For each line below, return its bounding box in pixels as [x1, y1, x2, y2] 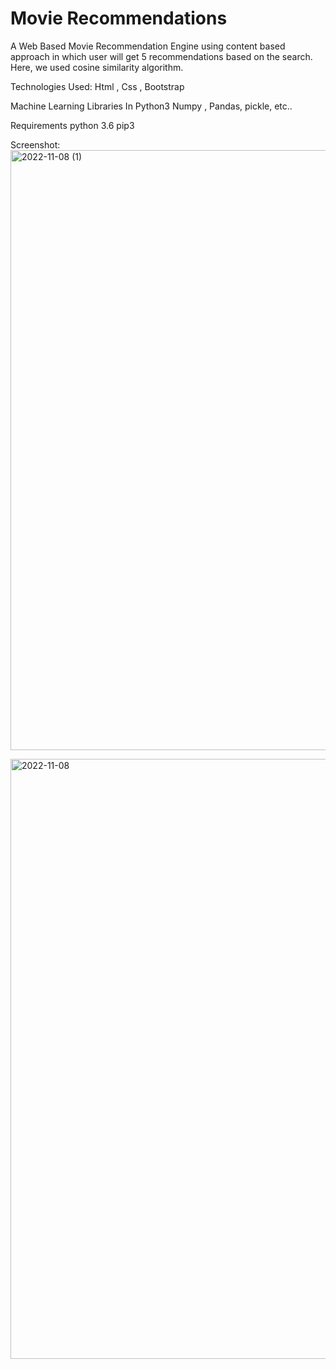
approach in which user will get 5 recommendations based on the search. [10, 50, 313, 62]
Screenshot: [10, 138, 61, 151]
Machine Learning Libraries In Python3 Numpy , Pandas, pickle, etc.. [10, 100, 293, 112]
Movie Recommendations [10, 7, 228, 30]
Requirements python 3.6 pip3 [10, 119, 135, 131]
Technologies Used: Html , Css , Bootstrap [10, 80, 185, 92]
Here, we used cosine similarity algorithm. [10, 61, 184, 73]
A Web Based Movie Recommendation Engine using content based [10, 40, 286, 52]
